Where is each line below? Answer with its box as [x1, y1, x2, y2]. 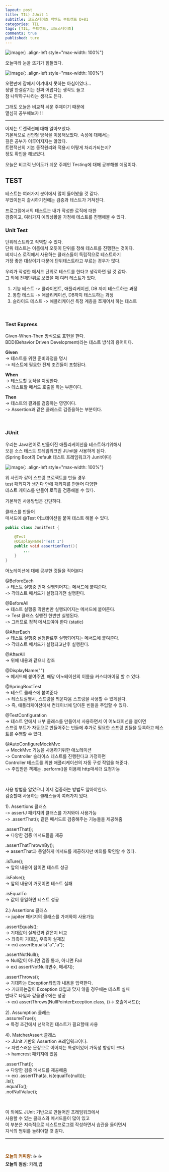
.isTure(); [5, 858, 24, 864]
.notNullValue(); [5, 1089, 38, 1095]
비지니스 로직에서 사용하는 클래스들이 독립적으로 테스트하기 [5, 251, 121, 258]
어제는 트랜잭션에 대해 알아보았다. [5, 125, 71, 131]
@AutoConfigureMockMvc [5, 741, 60, 747]
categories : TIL [5, 21, 39, 27]
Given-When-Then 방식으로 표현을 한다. [5, 333, 86, 339]
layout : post [5, 7, 33, 13]
